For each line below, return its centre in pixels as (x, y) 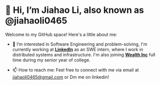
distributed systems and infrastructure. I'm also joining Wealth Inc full (84, 55)
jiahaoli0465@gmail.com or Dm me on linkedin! (61, 77)
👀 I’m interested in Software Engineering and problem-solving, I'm (80, 44)
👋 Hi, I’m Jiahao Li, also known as (75, 10)
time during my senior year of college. (51, 60)
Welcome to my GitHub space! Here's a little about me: (61, 34)
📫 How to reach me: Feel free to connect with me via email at (76, 70)
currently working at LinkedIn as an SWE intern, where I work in (78, 49)
